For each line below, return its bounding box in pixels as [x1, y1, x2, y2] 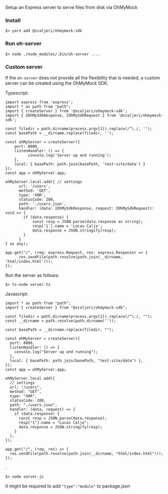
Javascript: [5, 291, 29, 297]
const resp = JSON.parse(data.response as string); [32, 219, 143, 224]
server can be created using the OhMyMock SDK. [5, 80, 108, 86]
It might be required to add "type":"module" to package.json [5, 483, 130, 489]
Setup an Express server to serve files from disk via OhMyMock [5, 5, 138, 10]
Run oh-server [5, 40, 42, 47]
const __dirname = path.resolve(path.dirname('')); [5, 318, 116, 323]
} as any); [5, 241, 28, 246]
